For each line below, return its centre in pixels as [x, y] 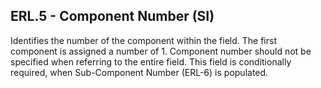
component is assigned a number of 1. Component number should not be [161, 51]
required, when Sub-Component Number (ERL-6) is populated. [139, 72]
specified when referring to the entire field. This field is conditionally [151, 61]
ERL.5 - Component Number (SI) [112, 16]
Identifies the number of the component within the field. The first [143, 40]
